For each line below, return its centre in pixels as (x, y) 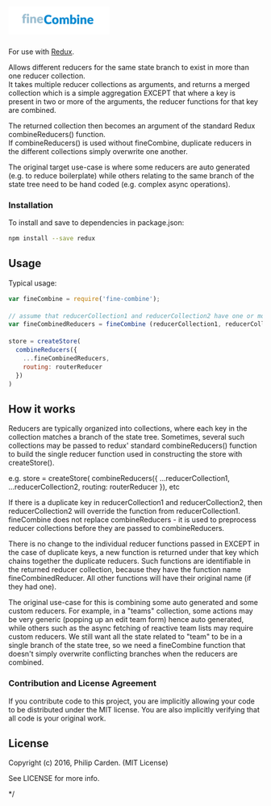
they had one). (33, 587)
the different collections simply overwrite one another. (98, 151)
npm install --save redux (52, 239)
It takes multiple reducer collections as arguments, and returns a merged (129, 84)
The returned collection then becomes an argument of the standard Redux (132, 125)
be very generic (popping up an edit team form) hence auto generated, (126, 620)
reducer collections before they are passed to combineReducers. (116, 528)
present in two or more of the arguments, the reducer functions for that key (133, 101)
